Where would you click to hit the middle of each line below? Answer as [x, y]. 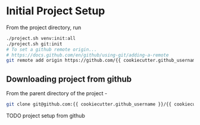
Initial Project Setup [56, 11]
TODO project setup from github [46, 115]
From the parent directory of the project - [57, 93]
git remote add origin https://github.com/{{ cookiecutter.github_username [102, 61]
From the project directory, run [44, 27]
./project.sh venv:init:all [41, 38]
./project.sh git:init [34, 44]
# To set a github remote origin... [51, 49]
